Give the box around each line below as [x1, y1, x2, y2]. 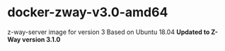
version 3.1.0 [22, 35, 61, 43]
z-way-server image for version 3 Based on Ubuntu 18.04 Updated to [7, 28, 210, 36]
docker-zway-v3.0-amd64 [7, 4, 168, 21]
